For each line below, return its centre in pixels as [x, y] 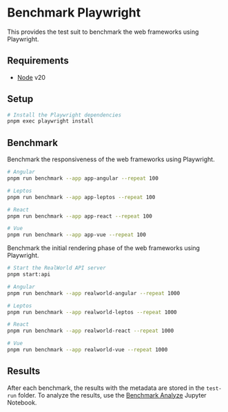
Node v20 [31, 77]
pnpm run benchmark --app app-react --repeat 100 [80, 216]
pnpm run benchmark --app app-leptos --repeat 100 [81, 197]
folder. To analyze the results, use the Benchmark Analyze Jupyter [112, 395]
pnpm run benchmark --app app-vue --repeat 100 [77, 235]
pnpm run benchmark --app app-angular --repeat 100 [83, 178]
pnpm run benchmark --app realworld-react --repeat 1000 [91, 331]
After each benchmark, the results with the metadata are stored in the [106, 388]
